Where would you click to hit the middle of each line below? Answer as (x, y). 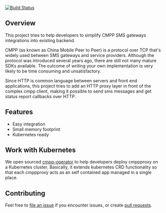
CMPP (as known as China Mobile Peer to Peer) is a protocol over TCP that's (83, 50)
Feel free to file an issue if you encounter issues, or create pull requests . (79, 205)
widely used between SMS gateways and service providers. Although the (80, 55)
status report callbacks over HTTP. (41, 96)
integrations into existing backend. (40, 40)
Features (19, 112)
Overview (21, 23)
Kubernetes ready (31, 134)
